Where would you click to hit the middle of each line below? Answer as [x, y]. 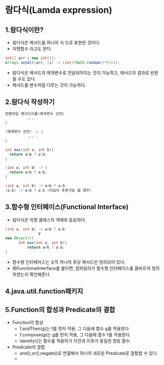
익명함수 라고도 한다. [32, 49]
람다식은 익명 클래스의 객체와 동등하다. [49, 220]
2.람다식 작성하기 [30, 102]
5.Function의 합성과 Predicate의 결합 [60, 310]
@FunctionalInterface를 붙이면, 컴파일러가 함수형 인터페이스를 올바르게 [81, 268]
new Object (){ [20, 238]
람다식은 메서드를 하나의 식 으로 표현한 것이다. [56, 43]
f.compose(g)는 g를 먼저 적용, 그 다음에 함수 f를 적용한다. [75, 335]
